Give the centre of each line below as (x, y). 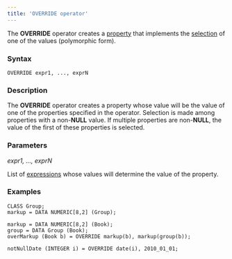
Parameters (27, 145)
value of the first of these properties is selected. (76, 127)
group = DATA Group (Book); (48, 230)
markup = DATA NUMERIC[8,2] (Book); (60, 224)
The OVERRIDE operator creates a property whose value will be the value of (116, 105)
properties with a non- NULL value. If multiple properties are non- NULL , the (115, 120)
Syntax (19, 58)
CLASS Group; (26, 206)
